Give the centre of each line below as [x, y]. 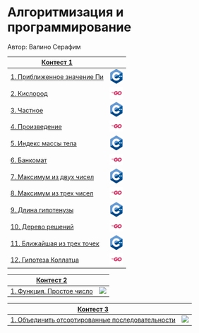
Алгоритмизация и [66, 12]
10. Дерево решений [42, 226]
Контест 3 [93, 309]
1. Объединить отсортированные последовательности [93, 320]
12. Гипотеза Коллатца [45, 260]
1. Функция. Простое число [52, 291]
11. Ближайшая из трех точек [55, 243]
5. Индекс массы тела [44, 144]
